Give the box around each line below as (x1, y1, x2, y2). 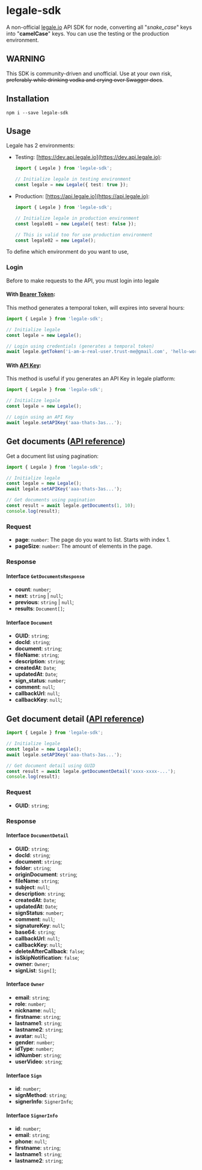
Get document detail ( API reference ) (6, 713, 145, 724)
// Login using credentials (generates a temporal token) (6, 343, 155, 349)
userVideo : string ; (14, 1058, 63, 1065)
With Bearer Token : (6, 290, 56, 298)
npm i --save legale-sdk (6, 110, 69, 116)
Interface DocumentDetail (6, 832, 69, 839)
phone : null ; (14, 1138, 47, 1145)
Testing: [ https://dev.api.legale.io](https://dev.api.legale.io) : (14, 154, 162, 161)
